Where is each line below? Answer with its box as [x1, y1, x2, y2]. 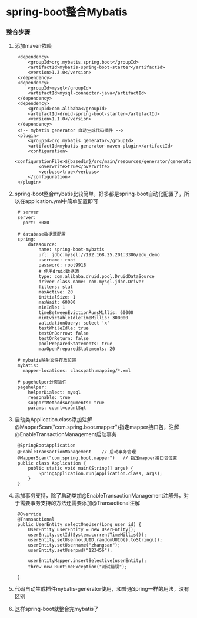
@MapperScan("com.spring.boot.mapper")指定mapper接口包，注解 [14, 423, 179, 431]
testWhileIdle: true [38, 325, 89, 331]
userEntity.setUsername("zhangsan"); [28, 542, 121, 548]
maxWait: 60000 [38, 299, 76, 306]
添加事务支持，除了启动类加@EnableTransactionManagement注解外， [14, 492, 184, 499]
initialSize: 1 [38, 295, 76, 300]
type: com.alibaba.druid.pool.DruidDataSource [38, 274, 155, 280]
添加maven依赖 [14, 42, 52, 50]
